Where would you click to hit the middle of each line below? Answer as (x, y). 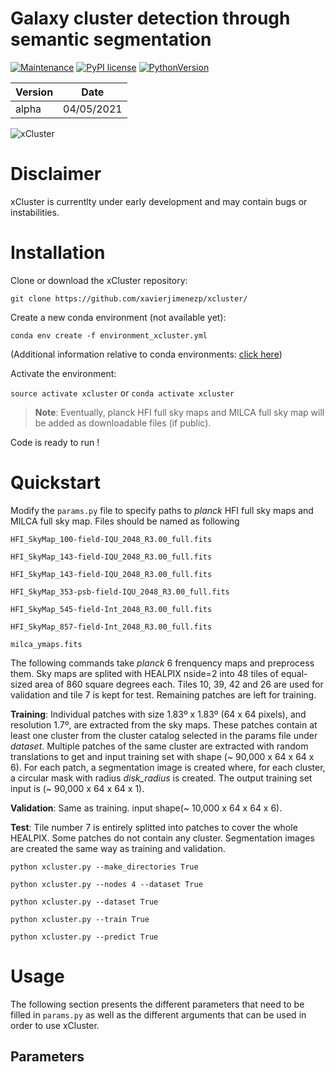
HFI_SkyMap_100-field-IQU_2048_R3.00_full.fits (111, 539)
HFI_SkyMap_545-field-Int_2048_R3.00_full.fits (111, 609)
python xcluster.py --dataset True (84, 902)
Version (34, 92)
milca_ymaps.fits (46, 644)
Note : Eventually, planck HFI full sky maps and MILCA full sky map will (179, 412)
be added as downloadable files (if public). (123, 423)
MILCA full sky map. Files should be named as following (125, 521)
